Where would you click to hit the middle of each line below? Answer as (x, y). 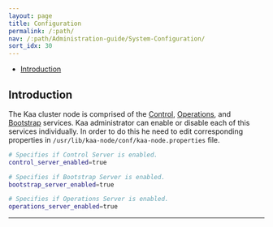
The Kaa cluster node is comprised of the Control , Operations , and (120, 113)
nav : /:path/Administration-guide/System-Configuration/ (107, 39)
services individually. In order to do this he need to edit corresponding (126, 131)
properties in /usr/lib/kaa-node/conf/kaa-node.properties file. (115, 139)
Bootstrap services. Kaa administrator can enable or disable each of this (129, 122)
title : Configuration (45, 24)
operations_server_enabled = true (63, 207)
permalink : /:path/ (41, 31)
